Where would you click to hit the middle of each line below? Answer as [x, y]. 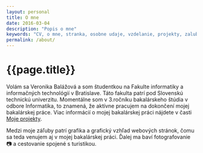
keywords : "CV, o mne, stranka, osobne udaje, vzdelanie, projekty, [94, 34]
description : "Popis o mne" [42, 29]
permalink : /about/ [31, 40]
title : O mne [23, 18]
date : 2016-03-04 [28, 23]
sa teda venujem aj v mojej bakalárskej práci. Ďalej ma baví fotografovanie [98, 137]
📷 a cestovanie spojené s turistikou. [51, 143]
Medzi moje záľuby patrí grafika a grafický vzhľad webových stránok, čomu [100, 130]
